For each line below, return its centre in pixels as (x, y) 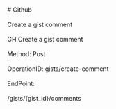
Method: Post (26, 54)
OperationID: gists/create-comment (58, 69)
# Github (20, 10)
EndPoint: (21, 83)
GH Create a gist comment (45, 39)
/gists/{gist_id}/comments (44, 98)
